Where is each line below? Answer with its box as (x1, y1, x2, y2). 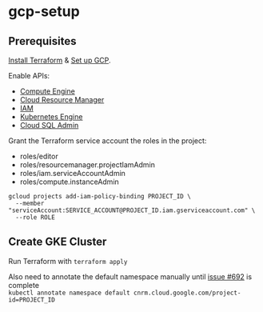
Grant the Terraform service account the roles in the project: (8, 136, 207, 146)
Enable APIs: (8, 71, 50, 80)
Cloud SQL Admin (19, 121, 79, 130)
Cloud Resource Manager (19, 95, 105, 104)
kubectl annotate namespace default (8, 289, 130, 297)
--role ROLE (15, 214, 56, 222)
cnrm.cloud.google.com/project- (133, 289, 241, 297)
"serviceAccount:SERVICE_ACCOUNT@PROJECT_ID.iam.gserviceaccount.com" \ (8, 206, 256, 214)
